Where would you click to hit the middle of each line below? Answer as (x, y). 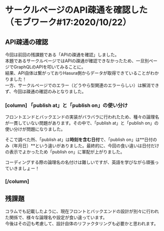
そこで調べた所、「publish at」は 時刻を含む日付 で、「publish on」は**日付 (79, 140)
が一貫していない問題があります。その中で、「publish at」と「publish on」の (82, 123)
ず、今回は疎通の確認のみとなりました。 (46, 91)
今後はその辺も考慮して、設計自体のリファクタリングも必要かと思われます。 (82, 224)
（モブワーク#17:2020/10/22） (68, 22)
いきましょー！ (24, 168)
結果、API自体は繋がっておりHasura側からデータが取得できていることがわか (82, 73)
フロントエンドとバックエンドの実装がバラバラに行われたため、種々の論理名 (82, 117)
